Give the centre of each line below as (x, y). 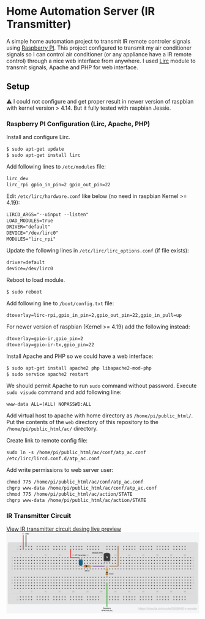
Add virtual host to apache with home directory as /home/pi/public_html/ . (100, 416)
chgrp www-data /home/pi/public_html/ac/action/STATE (76, 501)
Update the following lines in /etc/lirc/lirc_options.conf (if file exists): (98, 251)
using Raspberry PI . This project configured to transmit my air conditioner (99, 48)
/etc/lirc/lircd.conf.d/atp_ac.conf (53, 459)
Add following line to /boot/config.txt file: (60, 303)
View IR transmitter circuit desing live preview (64, 529)
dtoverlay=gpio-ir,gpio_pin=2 (45, 339)
